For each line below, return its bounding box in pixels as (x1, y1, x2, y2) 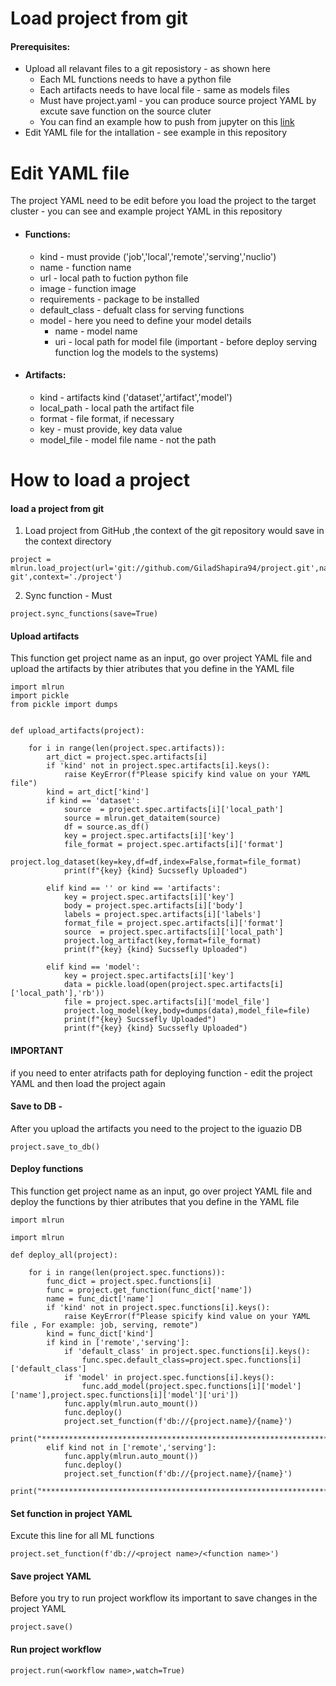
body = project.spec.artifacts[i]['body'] (63, 901, 244, 911)
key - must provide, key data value (39, 423, 183, 435)
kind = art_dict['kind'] (46, 787, 150, 797)
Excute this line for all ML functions (10, 1530, 155, 1542)
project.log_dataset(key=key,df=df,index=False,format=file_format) (10, 857, 302, 867)
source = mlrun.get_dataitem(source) (63, 813, 222, 824)
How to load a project (10, 468, 190, 491)
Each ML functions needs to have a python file (39, 73, 232, 86)
